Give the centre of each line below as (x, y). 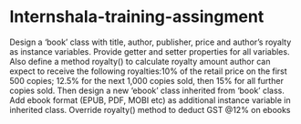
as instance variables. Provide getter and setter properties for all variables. (150, 51)
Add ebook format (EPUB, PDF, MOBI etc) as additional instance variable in (150, 100)
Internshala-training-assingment (137, 17)
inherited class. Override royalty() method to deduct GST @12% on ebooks (150, 109)
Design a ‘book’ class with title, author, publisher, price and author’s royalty (150, 42)
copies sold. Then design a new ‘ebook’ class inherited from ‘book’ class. (147, 90)
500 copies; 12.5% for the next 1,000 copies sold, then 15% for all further (147, 80)
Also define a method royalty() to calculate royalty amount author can (140, 61)
